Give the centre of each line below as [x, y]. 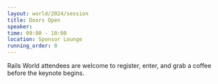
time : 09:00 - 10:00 [37, 33]
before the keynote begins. [46, 73]
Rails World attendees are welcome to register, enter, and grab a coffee [109, 66]
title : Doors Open [34, 20]
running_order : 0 [32, 46]
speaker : [20, 26]
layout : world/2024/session [48, 14]
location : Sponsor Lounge [45, 40]
